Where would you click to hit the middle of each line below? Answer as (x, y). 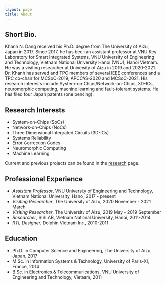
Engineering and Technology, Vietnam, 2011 (57, 277)
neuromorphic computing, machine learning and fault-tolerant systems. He (82, 89)
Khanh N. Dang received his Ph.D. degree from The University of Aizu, (77, 47)
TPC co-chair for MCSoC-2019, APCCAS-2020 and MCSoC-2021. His (76, 78)
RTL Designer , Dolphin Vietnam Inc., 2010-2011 (60, 223)
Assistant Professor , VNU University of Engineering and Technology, (83, 191)
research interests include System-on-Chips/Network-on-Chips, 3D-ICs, (80, 84)
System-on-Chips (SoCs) (38, 122)
